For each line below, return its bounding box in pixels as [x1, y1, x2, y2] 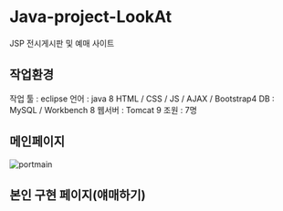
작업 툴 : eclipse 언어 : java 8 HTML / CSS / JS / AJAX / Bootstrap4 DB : [9, 93, 276, 104]
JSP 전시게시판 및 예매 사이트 [9, 37, 115, 48]
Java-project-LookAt [9, 6, 172, 27]
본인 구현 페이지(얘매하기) [9, 187, 146, 203]
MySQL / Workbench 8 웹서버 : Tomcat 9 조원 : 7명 [9, 104, 198, 115]
